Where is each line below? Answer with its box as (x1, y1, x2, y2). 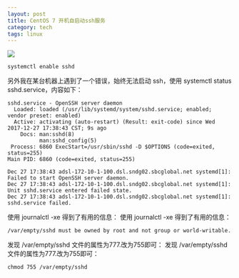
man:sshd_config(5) (39, 137, 98, 145)
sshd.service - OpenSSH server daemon (7, 100, 123, 107)
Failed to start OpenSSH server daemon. (7, 175, 130, 182)
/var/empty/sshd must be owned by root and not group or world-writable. (7, 227, 232, 235)
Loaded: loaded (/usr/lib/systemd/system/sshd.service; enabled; (14, 106, 213, 113)
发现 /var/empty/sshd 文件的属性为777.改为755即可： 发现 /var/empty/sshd (7, 240, 228, 249)
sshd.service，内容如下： (7, 86, 83, 94)
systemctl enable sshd (7, 63, 75, 71)
